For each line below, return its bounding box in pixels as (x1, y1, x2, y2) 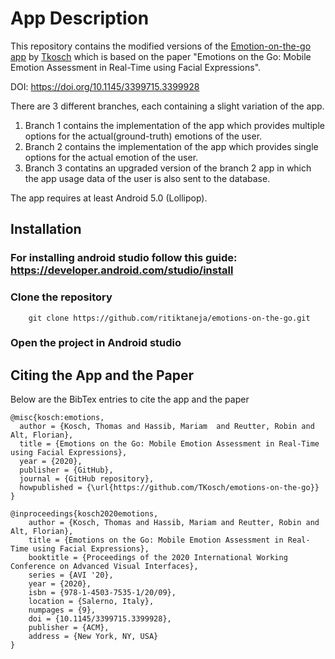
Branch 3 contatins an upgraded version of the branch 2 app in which (24, 162, 312, 174)
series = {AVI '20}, (28, 570, 114, 581)
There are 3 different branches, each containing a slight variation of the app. (10, 100, 325, 112)
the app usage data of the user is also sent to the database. (24, 172, 271, 184)
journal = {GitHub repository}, (19, 474, 155, 484)
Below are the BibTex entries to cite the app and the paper (10, 393, 250, 406)
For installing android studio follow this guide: (10, 251, 238, 265)
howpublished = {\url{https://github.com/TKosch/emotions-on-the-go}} (19, 483, 320, 493)
